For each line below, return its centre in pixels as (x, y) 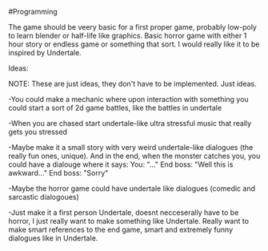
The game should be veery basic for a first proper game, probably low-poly (133, 27)
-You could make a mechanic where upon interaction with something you (129, 99)
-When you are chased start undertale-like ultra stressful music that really (130, 123)
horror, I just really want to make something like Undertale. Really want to (129, 221)
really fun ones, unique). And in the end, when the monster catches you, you (134, 156)
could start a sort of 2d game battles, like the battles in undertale (115, 108)
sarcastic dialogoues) (44, 197)
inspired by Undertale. (45, 53)
